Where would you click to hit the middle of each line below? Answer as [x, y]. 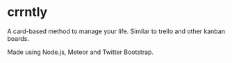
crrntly [27, 12]
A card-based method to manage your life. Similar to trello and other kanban [116, 31]
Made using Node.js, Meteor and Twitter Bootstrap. [81, 52]
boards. [18, 38]
